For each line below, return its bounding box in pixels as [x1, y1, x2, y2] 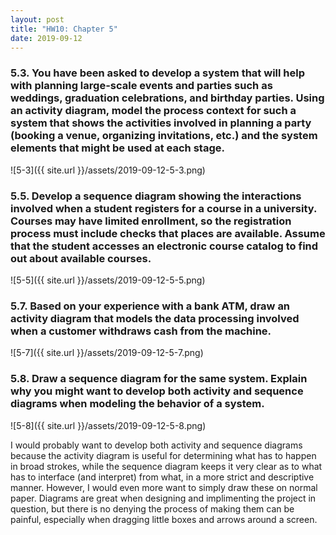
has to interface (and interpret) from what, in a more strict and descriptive [10, 471, 315, 483]
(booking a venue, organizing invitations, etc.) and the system [10, 129, 318, 143]
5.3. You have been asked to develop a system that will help [10, 66, 305, 80]
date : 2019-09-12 [10, 33, 83, 43]
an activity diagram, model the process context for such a [10, 104, 297, 118]
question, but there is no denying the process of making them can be [10, 502, 295, 515]
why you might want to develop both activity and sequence [10, 384, 304, 398]
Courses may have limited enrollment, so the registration [10, 214, 292, 228]
